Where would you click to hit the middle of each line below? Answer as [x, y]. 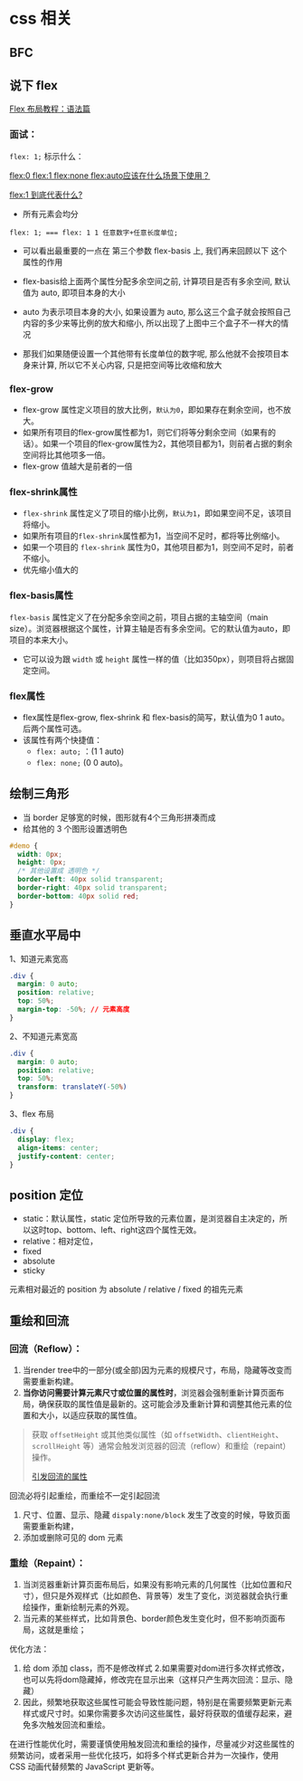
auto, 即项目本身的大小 [83, 292]
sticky [33, 1271]
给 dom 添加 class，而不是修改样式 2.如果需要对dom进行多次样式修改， [156, 1668]
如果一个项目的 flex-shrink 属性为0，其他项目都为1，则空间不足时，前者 [158, 548]
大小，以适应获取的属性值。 [90, 1415]
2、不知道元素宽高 [44, 1036]
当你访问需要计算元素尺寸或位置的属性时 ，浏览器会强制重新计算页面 [149, 1392]
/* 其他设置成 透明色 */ [59, 871]
